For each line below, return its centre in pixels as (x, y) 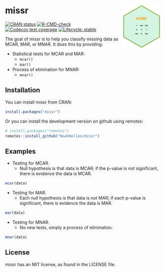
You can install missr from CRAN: (39, 102)
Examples (20, 151)
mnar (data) (16, 237)
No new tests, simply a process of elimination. (66, 227)
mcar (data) (16, 183)
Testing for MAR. (29, 193)
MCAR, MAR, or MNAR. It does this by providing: (54, 44)
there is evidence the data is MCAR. (56, 174)
